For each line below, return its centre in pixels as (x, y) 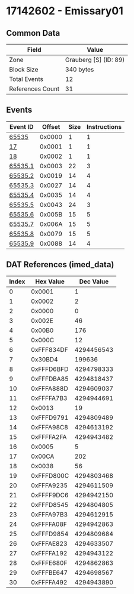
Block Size (24, 69)
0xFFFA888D (50, 388)
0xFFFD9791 (50, 417)
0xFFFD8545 (50, 505)
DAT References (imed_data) (60, 264)
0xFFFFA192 (49, 553)
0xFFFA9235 (50, 485)
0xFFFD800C (50, 475)
